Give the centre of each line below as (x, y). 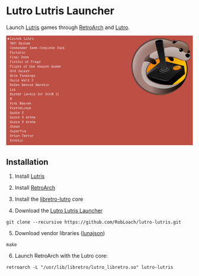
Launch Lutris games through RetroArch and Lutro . (68, 27)
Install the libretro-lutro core (49, 199)
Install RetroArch (35, 188)
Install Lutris (30, 176)
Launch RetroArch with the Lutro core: (61, 256)
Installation (27, 162)
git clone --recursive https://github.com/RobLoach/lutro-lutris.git (94, 222)
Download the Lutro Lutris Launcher (59, 211)
